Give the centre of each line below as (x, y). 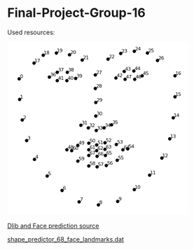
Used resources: (31, 32)
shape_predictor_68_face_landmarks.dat (66, 239)
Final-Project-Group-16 (76, 13)
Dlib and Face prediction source (53, 225)
